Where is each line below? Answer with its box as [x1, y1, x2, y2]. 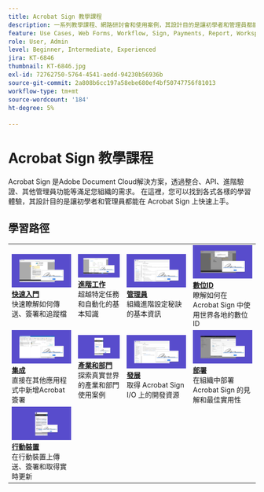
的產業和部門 [77, 380, 119, 389]
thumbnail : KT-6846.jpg [8, 63, 86, 71]
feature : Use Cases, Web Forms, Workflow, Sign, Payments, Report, [8, 29, 234, 37]
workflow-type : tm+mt [8, 87, 79, 95]
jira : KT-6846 [8, 54, 55, 62]
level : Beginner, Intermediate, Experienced [8, 46, 156, 54]
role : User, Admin [8, 38, 68, 46]
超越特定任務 [77, 289, 119, 299]
